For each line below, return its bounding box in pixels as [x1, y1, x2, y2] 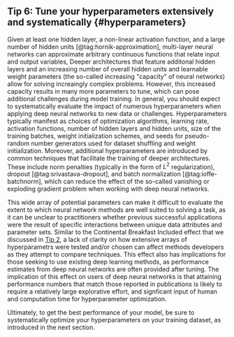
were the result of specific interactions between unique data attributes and [7, 220, 222, 229]
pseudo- [184, 131, 210, 140]
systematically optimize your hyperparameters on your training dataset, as [7, 316, 221, 324]
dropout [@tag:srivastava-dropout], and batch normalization [7, 170, 182, 178]
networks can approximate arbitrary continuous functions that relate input [7, 50, 220, 58]
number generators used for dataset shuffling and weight [31, 139, 196, 148]
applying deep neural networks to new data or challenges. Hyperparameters [7, 109, 227, 117]
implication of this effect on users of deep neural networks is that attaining [7, 273, 222, 281]
